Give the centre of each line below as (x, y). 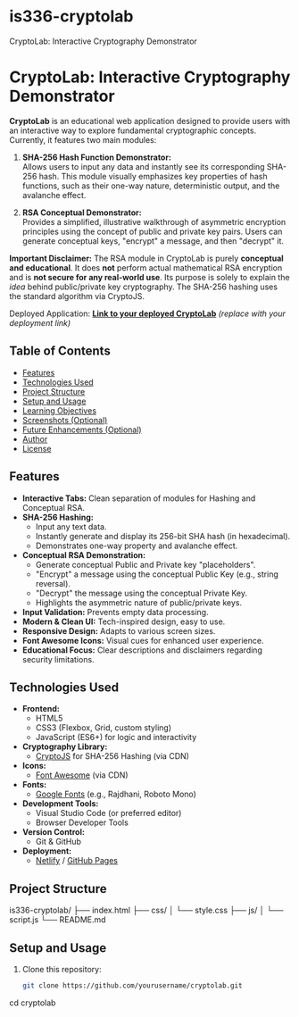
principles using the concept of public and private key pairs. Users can (152, 231)
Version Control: (53, 832)
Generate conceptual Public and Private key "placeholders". (145, 564)
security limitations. (58, 659)
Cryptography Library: (65, 746)
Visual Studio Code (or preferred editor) (108, 813)
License (37, 448)
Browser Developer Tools (82, 822)
